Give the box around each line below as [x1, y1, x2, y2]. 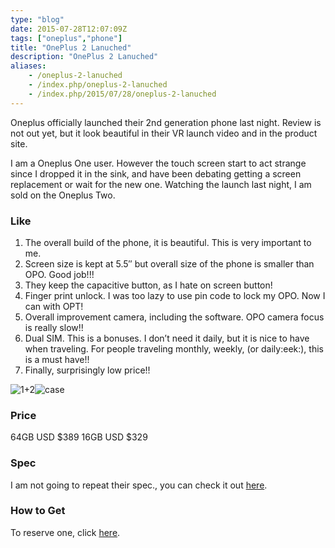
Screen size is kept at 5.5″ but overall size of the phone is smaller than [24, 257, 315, 270]
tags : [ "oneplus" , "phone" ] [10, 33, 123, 43]
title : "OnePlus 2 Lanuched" [10, 42, 132, 53]
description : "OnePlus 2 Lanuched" [10, 52, 159, 62]
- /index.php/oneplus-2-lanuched [28, 80, 168, 90]
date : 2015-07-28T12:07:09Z [10, 24, 128, 34]
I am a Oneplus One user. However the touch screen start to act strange [10, 157, 307, 169]
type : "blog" [10, 14, 65, 25]
